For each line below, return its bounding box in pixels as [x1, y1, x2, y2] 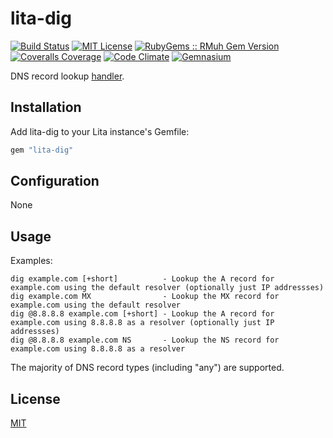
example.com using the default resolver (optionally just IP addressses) [10, 283, 325, 293]
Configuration [10, 173, 100, 190]
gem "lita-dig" [10, 145, 74, 155]
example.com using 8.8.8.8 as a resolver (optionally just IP [10, 318, 275, 328]
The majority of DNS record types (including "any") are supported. [10, 362, 285, 374]
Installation [10, 99, 82, 116]
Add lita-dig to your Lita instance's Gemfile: [10, 125, 190, 137]
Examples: [10, 255, 53, 267]
